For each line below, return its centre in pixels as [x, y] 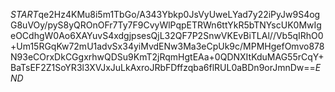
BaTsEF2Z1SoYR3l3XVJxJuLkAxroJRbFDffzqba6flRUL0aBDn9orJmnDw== [163, 67]
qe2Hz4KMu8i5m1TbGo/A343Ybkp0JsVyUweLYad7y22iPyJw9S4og [179, 14]
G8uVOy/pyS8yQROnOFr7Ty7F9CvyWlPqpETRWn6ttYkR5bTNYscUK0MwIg [166, 25]
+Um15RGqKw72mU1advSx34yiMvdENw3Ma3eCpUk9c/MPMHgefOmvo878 [167, 46]
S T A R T [24, 14]
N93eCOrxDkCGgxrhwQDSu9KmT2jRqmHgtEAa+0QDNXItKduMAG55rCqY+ [167, 57]
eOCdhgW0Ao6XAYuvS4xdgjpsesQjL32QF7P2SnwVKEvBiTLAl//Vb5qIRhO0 [167, 35]
